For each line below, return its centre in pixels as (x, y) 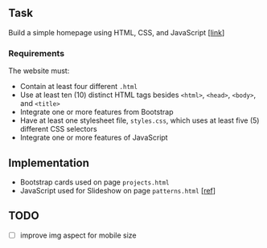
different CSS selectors (59, 129)
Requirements (37, 53)
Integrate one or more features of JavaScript (94, 138)
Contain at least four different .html (79, 87)
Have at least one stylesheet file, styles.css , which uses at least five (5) (140, 120)
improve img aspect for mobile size (78, 235)
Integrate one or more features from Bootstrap (97, 112)
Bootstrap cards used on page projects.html (95, 182)
